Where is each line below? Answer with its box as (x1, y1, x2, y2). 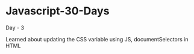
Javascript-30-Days (5, 4, 110, 18)
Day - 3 (5, 24, 25, 31)
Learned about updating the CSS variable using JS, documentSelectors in (5, 35, 189, 43)
